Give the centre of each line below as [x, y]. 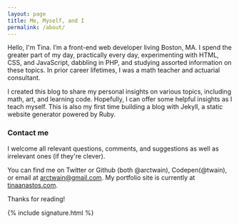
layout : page [27, 14]
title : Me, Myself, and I [46, 21]
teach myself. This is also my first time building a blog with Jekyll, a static [115, 107]
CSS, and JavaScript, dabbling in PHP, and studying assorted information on [119, 63]
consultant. [24, 78]
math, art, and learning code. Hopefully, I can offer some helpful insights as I [120, 99]
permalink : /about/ [36, 27]
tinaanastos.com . [33, 185]
